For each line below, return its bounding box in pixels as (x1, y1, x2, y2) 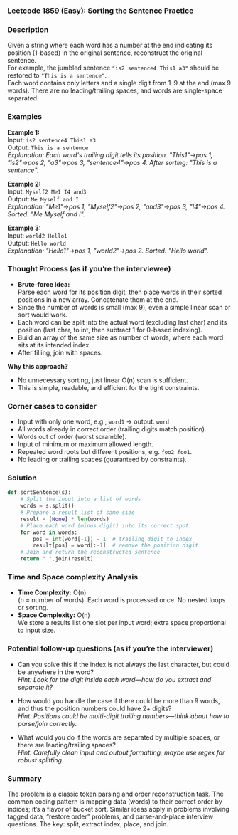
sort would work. (17, 310, 67, 319)
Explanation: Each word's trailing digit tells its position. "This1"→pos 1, (7, 150, 213, 159)
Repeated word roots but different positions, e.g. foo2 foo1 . (17, 448, 193, 456)
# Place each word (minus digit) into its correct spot (20, 522, 190, 529)
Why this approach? (7, 362, 69, 370)
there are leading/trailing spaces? (17, 740, 116, 749)
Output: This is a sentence (7, 143, 89, 152)
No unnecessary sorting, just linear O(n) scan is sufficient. (17, 376, 188, 384)
